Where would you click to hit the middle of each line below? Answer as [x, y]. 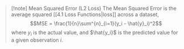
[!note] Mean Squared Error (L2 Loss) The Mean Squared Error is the [93, 8]
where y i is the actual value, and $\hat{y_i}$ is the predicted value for [95, 33]
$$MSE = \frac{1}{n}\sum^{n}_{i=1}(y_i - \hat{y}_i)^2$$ [96, 23]
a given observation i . [37, 40]
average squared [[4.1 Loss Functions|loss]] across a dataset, [85, 14]
